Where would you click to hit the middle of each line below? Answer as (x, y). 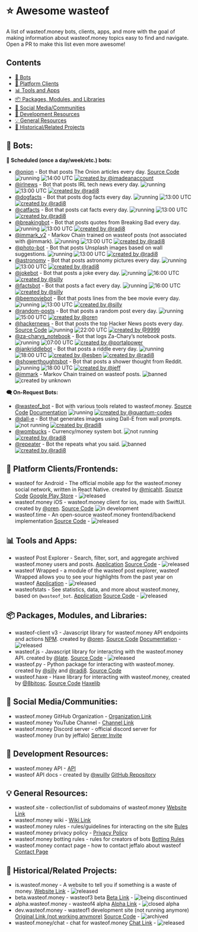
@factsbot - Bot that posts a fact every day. (68, 285)
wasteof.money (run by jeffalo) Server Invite (68, 735)
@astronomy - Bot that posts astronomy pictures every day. (88, 260)
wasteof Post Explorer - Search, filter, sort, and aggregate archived (97, 558)
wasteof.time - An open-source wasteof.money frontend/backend (95, 515)
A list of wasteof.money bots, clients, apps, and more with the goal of (91, 31)
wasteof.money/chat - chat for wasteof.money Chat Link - (85, 923)
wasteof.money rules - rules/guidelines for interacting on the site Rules (101, 827)
